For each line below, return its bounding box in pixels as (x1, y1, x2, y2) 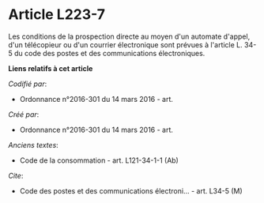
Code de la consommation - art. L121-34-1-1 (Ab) (19, 156, 179, 165)
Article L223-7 (8, 6, 105, 24)
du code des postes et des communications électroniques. (14, 48, 206, 58)
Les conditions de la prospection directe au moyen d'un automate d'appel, (8, 32, 251, 41)
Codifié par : (8, 79, 47, 88)
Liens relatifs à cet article (8, 63, 93, 73)
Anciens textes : (8, 140, 59, 149)
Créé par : (8, 109, 40, 119)
